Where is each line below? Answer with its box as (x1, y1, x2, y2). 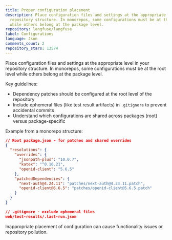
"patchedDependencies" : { (14, 176, 70, 181)
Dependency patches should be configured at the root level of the (12, 90, 152, 97)
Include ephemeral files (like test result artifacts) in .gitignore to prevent (12, 101, 167, 108)
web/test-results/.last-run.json (5, 214, 77, 219)
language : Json (5, 36, 38, 42)
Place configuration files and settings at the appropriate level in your (5, 60, 149, 66)
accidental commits (12, 107, 55, 113)
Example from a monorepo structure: (5, 128, 83, 134)
